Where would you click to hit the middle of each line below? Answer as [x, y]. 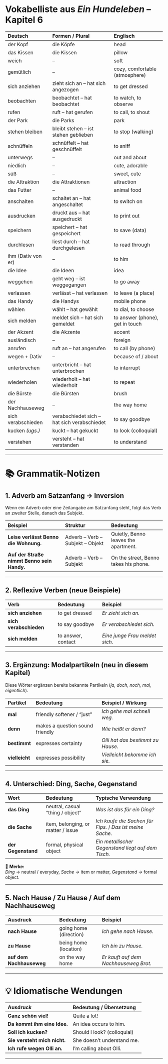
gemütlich [19, 72]
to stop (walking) [134, 132]
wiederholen [22, 382]
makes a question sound [64, 725]
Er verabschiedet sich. [128, 624]
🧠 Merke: [15, 867]
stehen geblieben [73, 135]
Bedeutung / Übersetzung [104, 1007]
